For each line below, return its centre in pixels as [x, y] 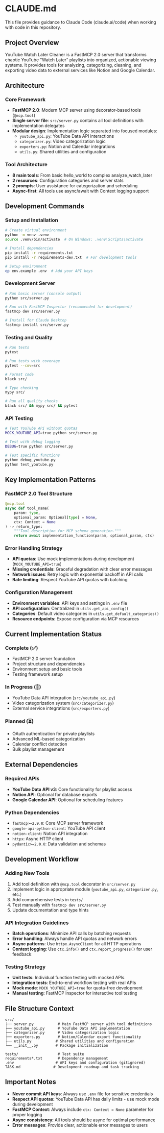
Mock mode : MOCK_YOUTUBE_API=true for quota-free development [77, 988]
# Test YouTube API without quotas [41, 429]
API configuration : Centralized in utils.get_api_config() [70, 608]
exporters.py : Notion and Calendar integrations [67, 147]
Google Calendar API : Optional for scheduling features [68, 800]
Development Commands [45, 206]
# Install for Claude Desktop [36, 320]
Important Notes [31, 1082]
